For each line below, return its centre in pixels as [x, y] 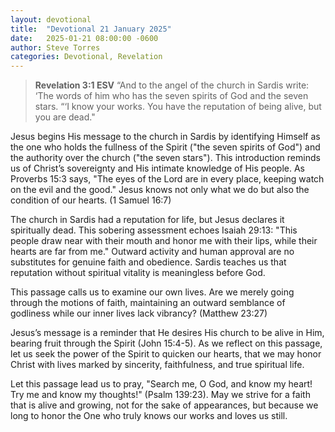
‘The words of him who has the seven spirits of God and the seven [171, 96]
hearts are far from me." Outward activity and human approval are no [152, 252]
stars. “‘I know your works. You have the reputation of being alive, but [178, 107]
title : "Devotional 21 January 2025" [91, 29]
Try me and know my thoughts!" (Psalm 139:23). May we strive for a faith [160, 395]
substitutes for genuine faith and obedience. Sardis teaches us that [148, 262]
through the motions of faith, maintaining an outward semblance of [148, 303]
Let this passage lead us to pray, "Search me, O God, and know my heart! [161, 384]
